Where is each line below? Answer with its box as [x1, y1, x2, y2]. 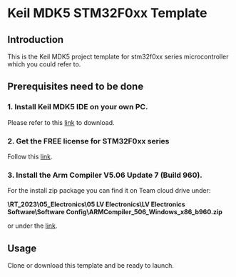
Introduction [7, 34, 64, 46]
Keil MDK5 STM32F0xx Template [7, 5, 207, 21]
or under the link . [7, 221, 58, 230]
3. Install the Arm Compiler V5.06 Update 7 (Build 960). [7, 170, 203, 180]
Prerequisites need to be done [7, 81, 144, 93]
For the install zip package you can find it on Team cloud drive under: [7, 186, 211, 195]
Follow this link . [7, 152, 53, 161]
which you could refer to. [7, 60, 81, 69]
